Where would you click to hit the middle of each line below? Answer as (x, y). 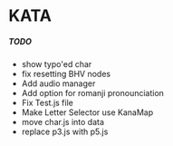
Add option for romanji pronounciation (93, 93)
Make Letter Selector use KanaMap (87, 112)
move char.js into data (63, 122)
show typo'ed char (57, 64)
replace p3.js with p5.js (65, 131)
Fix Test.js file (47, 103)
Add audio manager (58, 83)
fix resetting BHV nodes (66, 74)
